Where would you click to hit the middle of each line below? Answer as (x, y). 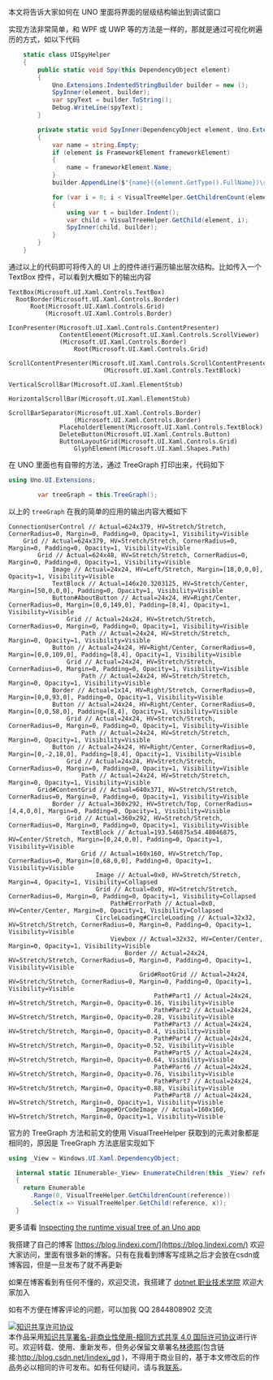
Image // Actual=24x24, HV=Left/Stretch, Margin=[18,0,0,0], (158, 569)
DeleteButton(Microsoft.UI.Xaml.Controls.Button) (145, 434)
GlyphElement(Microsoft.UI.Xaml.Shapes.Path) (152, 448)
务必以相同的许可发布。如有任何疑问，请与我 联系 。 (101, 1367)
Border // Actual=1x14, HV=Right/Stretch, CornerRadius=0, (154, 690)
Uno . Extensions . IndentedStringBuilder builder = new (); (150, 85)
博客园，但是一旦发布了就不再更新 (65, 1265)
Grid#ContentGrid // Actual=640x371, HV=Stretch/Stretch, (138, 789)
